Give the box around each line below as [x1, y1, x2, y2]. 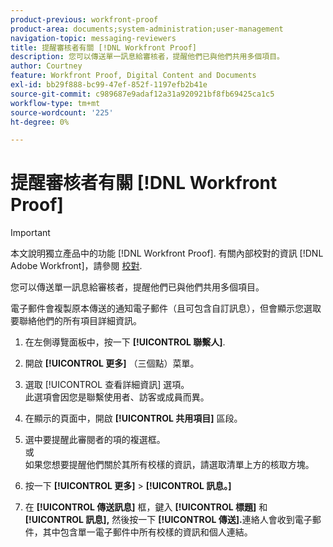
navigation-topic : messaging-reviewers [10, 33, 177, 43]
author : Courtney [10, 61, 83, 71]
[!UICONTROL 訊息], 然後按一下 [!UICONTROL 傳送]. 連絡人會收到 [24, 514, 295, 526]
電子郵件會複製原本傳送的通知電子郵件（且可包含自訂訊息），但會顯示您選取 [10, 302, 322, 315]
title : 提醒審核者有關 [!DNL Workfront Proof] [10, 42, 198, 53]
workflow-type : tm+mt [10, 98, 101, 108]
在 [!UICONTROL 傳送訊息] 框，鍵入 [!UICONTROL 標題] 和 [24, 501, 268, 513]
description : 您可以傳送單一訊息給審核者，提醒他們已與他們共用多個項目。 [10, 52, 285, 62]
